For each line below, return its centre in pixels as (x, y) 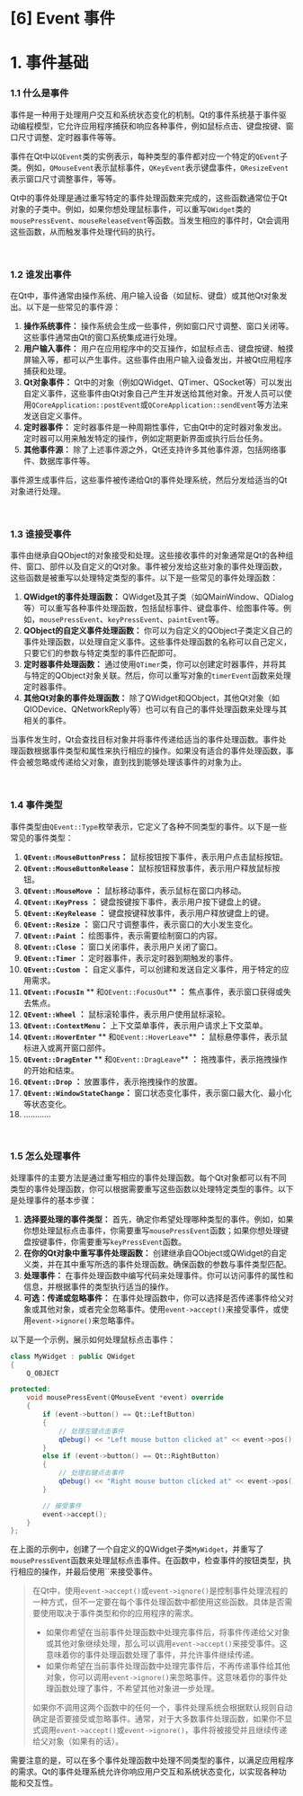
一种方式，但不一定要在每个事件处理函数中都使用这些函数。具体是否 (158, 1602)
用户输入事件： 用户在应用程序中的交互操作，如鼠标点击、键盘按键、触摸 (158, 348)
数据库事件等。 (67, 460)
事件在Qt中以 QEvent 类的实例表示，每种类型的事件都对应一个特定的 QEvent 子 (149, 156)
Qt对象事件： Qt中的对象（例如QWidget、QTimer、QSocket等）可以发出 (158, 382)
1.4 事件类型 (36, 805)
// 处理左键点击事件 (91, 1431)
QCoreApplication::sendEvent (202, 405)
